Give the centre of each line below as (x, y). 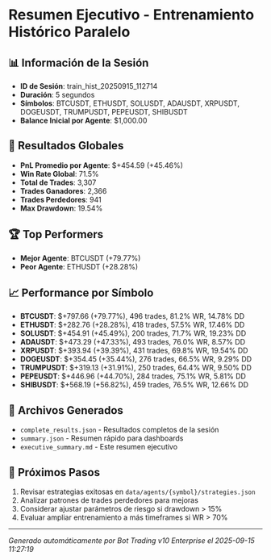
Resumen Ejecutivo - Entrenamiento (131, 15)
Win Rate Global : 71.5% (59, 173)
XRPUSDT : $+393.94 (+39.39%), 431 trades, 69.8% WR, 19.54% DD (134, 351)
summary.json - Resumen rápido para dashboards (102, 438)
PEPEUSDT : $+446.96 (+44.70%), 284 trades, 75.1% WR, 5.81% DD (133, 376)
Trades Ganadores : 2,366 (63, 190)
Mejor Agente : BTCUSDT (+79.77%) (80, 258)
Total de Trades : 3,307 (58, 182)
